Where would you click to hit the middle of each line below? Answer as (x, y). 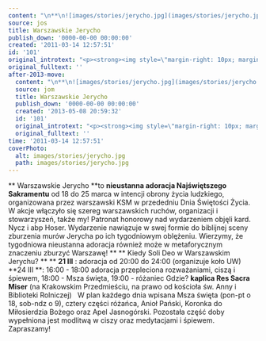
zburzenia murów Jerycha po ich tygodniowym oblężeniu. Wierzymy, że (126, 236)
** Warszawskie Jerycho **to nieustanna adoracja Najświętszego (118, 186)
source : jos (28, 23)
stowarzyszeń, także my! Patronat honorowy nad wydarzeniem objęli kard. (129, 220)
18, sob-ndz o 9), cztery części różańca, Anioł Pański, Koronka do (116, 304)
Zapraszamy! (30, 329)
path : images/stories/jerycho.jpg (72, 163)
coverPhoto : (28, 148)
